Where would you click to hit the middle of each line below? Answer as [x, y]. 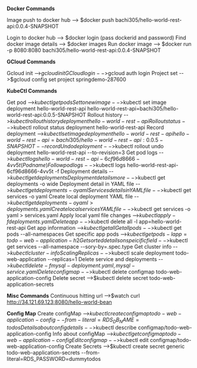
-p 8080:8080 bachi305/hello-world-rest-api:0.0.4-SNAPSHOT [84, 50]
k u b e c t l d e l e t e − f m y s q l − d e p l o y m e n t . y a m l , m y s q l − [73, 266]
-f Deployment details [81, 171]
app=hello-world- [160, 222]
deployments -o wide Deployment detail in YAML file [70, 184]
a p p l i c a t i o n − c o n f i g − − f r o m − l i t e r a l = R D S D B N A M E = [73, 320]
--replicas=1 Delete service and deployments [102, 259]
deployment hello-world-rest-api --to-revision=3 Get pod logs [82, 152]
